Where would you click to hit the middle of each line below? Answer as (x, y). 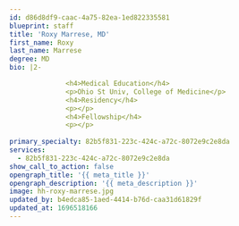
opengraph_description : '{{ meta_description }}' (104, 183)
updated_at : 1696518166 (54, 208)
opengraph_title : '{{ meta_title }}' (80, 175)
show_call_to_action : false (62, 166)
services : (28, 150)
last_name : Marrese (46, 51)
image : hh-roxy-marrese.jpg (62, 192)
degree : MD (30, 59)
